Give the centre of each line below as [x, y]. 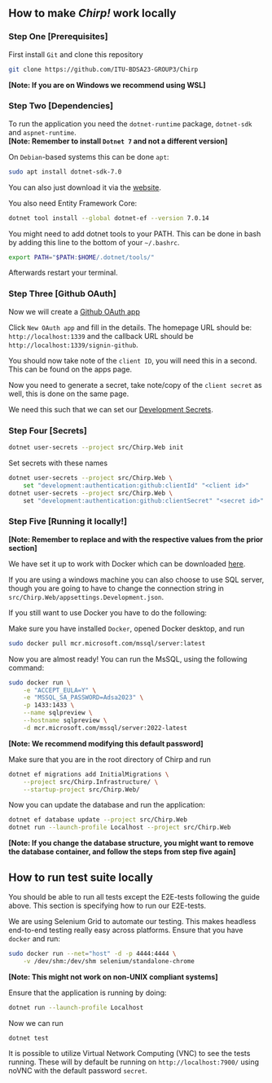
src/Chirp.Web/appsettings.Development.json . [86, 597]
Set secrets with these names [58, 463]
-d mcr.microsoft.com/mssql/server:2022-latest [105, 728]
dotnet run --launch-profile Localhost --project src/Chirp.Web [120, 828]
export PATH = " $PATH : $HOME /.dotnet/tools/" [81, 257]
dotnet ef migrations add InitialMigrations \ [89, 774]
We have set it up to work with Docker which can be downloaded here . [127, 564]
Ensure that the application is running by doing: [88, 993]
